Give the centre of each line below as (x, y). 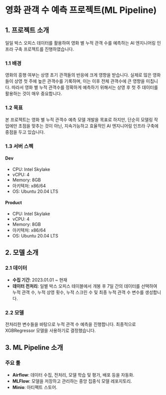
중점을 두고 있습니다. (25, 132)
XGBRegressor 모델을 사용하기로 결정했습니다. (51, 330)
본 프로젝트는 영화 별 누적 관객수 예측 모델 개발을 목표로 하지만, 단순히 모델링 (79, 119)
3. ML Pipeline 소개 (34, 348)
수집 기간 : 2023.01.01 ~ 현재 (40, 280)
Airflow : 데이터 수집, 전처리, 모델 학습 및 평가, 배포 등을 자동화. (73, 375)
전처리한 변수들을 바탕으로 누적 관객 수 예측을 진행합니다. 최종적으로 (71, 324)
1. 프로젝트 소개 (27, 30)
